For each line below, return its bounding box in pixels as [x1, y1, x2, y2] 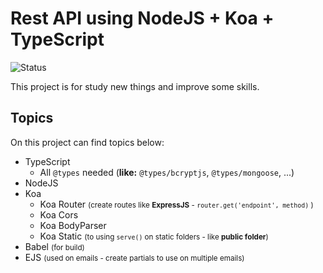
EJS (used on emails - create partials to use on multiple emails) [24, 251, 245, 263]
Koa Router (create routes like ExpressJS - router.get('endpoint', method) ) [39, 198, 314, 210]
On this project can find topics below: [10, 136, 165, 148]
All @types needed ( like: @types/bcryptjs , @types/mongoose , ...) [39, 166, 295, 178]
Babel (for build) [24, 240, 85, 252]
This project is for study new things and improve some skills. [10, 80, 260, 92]
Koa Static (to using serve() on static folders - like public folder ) [39, 230, 269, 242]
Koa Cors [39, 208, 79, 221]
